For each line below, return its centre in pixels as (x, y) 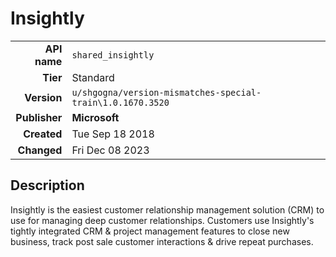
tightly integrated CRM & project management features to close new (150, 231)
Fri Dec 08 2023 (110, 150)
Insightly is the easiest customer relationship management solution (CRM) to (167, 209)
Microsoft (95, 117)
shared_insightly (113, 55)
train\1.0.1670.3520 (120, 102)
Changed (40, 150)
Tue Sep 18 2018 (113, 134)
